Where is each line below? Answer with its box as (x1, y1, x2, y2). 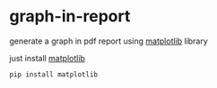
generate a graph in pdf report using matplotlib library (9, 36, 208, 46)
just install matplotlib (9, 52, 85, 63)
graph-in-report (9, 6, 131, 27)
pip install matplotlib (9, 69, 99, 79)
